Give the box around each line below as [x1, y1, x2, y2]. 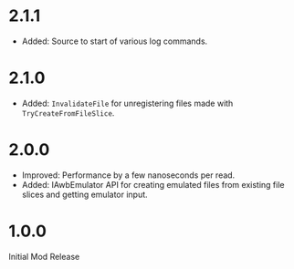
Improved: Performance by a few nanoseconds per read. [21, 170, 236, 181]
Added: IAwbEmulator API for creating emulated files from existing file [21, 179, 285, 190]
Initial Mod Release [8, 251, 80, 262]
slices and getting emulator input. [21, 189, 148, 200]
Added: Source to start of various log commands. [21, 36, 208, 47]
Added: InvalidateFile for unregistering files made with [21, 98, 234, 109]
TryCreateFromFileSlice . [21, 107, 115, 119]
